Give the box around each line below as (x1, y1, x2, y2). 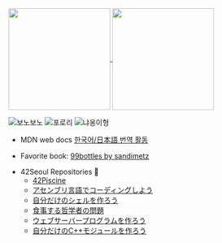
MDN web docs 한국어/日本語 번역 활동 (20, 135, 149, 145)
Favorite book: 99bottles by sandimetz (20, 151, 150, 161)
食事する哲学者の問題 (32, 206, 104, 215)
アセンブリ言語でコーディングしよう (32, 185, 153, 194)
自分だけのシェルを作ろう (32, 195, 119, 205)
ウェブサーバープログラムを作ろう (32, 215, 146, 225)
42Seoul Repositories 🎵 (20, 167, 99, 176)
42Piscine (32, 176, 67, 185)
